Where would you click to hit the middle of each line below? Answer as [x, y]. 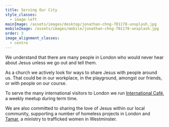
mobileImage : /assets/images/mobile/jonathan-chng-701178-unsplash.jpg [82, 29]
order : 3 [14, 33]
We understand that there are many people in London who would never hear [84, 57]
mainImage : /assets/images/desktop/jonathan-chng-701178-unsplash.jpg [81, 24]
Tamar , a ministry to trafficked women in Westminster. [61, 119]
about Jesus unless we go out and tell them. [51, 62]
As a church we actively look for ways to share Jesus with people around [81, 72]
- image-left [23, 19]
